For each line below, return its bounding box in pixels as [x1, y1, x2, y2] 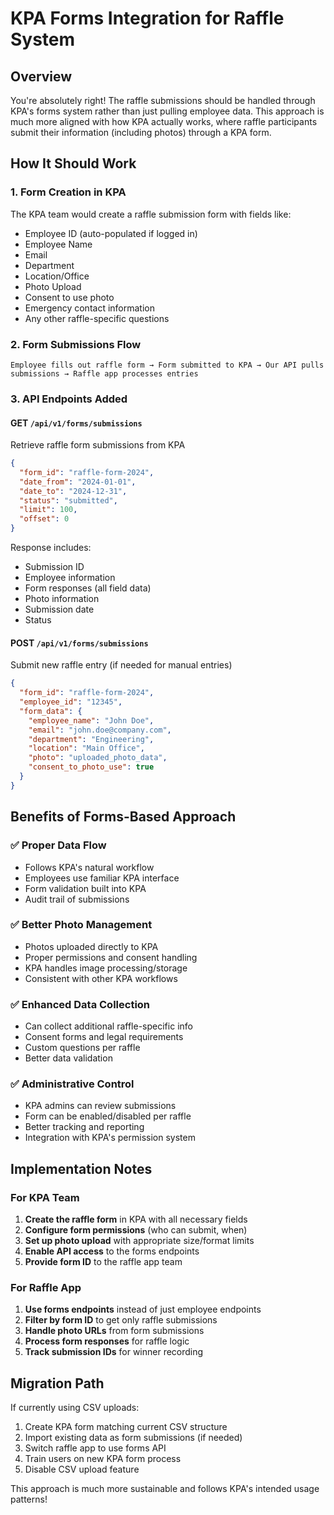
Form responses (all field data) [24, 582, 152, 594]
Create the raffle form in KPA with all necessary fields [24, 1213, 248, 1226]
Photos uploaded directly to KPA [24, 940, 159, 952]
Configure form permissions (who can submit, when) [24, 1224, 248, 1236]
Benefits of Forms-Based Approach [10, 808, 237, 826]
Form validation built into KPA [24, 882, 147, 894]
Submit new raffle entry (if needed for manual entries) [10, 659, 233, 671]
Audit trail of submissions [24, 893, 130, 905]
